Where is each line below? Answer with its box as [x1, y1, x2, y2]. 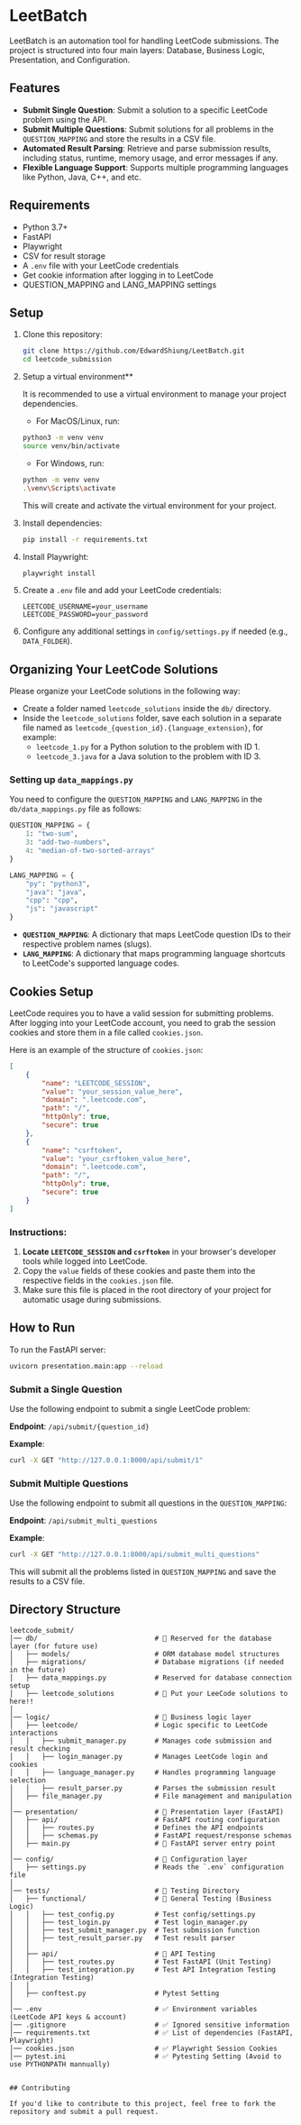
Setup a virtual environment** [22, 371, 133, 382]
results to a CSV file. [9, 1576, 86, 1587]
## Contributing [9, 2084, 70, 2093]
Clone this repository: [22, 329, 103, 340]
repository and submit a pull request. [9, 2107, 160, 2116]
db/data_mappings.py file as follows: [9, 803, 142, 814]
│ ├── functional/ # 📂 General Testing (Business [9, 1894, 272, 1903]
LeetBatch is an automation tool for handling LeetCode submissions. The [9, 35, 279, 46]
